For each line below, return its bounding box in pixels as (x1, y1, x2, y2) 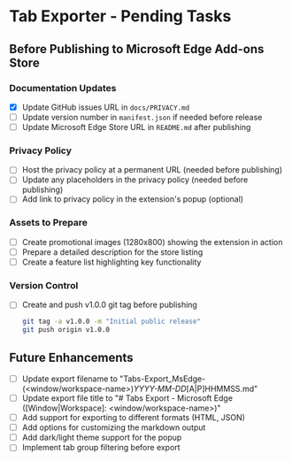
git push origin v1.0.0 (21, 326, 111, 334)
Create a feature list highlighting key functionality (21, 257, 202, 267)
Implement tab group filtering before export (21, 442, 181, 453)
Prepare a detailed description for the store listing (21, 246, 204, 257)
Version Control (9, 279, 79, 291)
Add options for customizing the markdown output (21, 422, 206, 433)
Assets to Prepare (9, 217, 88, 229)
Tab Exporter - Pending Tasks (9, 6, 232, 27)
